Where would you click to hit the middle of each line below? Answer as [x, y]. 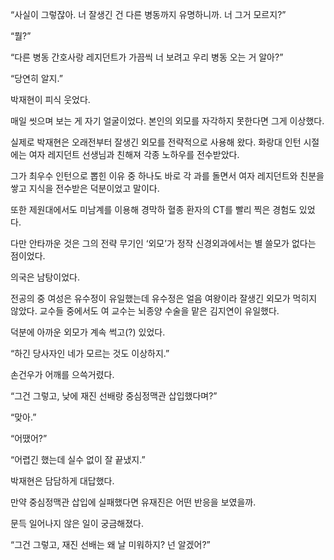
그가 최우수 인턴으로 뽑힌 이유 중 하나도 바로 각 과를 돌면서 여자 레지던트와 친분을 [167, 176]
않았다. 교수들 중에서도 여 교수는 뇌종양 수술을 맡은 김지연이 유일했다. [145, 311]
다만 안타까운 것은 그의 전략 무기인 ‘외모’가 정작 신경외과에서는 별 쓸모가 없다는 [163, 243]
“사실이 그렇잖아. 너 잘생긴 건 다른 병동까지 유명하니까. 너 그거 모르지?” [148, 14]
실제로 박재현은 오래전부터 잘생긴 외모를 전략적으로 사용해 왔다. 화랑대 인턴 [156, 142]
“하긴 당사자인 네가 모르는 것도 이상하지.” [90, 353]
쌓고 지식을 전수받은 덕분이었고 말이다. [85, 188]
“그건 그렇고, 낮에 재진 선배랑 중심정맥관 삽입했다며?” [114, 396]
